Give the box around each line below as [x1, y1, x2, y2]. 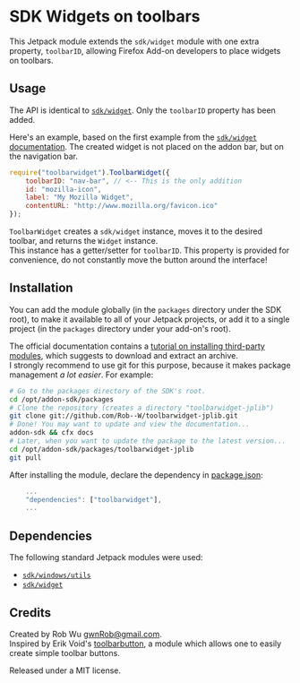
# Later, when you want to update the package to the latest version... [9, 437, 287, 445]
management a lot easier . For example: [9, 369, 154, 380]
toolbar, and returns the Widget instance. [9, 236, 159, 246]
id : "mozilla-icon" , [25, 185, 102, 194]
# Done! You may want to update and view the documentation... [9, 419, 251, 429]
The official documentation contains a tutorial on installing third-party [9, 341, 266, 351]
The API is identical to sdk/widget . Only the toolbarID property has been [9, 105, 276, 116]
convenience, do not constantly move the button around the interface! [9, 255, 268, 265]
